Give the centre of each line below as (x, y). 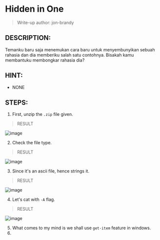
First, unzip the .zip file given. (42, 114)
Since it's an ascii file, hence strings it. (50, 171)
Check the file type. (32, 143)
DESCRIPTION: (28, 38)
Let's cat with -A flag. (33, 199)
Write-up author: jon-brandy (45, 22)
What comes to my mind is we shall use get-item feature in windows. (81, 228)
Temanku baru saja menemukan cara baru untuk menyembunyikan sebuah (80, 49)
